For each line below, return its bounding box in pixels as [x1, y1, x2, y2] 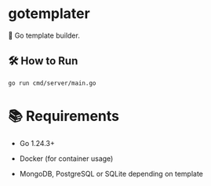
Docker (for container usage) [19, 154, 114, 163]
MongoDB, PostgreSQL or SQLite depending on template [19, 169, 204, 178]
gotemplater [8, 5, 90, 23]
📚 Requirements [8, 107, 120, 125]
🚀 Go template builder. [8, 31, 80, 40]
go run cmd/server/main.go [8, 79, 96, 87]
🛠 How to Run [8, 54, 78, 67]
